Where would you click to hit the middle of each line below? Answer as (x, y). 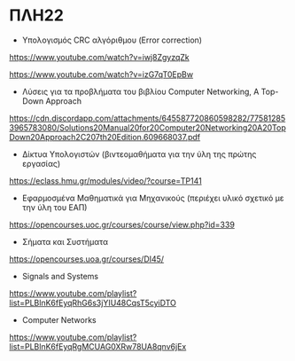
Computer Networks (59, 319)
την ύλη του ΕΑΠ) (54, 207)
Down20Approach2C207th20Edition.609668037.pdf (105, 137)
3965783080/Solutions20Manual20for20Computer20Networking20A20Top (147, 127)
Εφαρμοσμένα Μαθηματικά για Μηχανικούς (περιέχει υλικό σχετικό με (153, 198)
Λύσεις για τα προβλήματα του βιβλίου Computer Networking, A (140, 91)
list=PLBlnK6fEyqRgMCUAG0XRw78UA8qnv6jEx (98, 346)
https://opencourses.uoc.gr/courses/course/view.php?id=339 (122, 224)
